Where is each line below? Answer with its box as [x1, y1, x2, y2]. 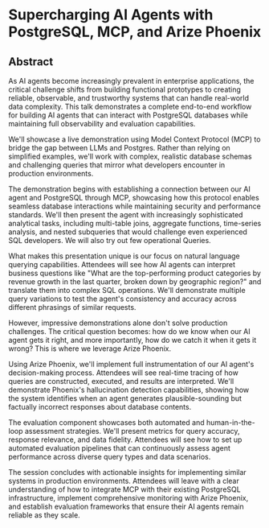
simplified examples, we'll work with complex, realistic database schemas [8, 151, 252, 161]
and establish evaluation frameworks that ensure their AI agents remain [8, 501, 244, 511]
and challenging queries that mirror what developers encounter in [8, 160, 226, 170]
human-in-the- [206, 418, 255, 427]
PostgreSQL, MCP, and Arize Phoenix [8, 23, 262, 41]
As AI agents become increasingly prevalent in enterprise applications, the [8, 76, 255, 85]
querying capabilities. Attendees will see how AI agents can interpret [8, 260, 235, 269]
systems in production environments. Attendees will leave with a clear [8, 476, 239, 485]
